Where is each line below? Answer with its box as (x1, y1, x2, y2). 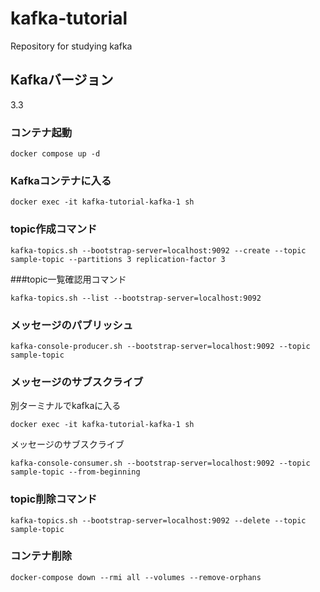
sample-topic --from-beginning (10, 467, 141, 477)
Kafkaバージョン (10, 72, 114, 89)
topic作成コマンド (10, 222, 98, 236)
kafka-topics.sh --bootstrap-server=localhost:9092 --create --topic (10, 245, 307, 256)
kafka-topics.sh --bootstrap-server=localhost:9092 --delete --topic (10, 515, 307, 526)
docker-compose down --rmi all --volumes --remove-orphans (10, 572, 262, 582)
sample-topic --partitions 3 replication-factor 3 (10, 254, 226, 264)
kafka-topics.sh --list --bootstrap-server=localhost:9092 (10, 293, 262, 303)
